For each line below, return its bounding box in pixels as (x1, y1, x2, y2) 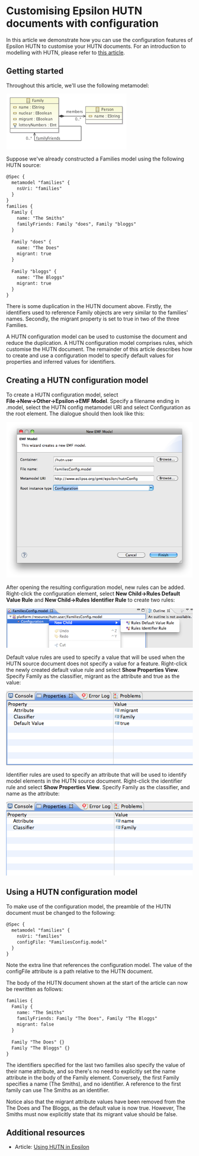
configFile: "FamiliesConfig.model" (17, 939, 108, 945)
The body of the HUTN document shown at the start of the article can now (6, 979, 188, 986)
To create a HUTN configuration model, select (6, 391, 118, 398)
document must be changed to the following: (6, 909, 115, 916)
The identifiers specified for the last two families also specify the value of (6, 1061, 185, 1068)
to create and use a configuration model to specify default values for (6, 351, 174, 359)
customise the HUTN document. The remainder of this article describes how (6, 345, 192, 353)
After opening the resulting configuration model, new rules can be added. (6, 584, 185, 591)
